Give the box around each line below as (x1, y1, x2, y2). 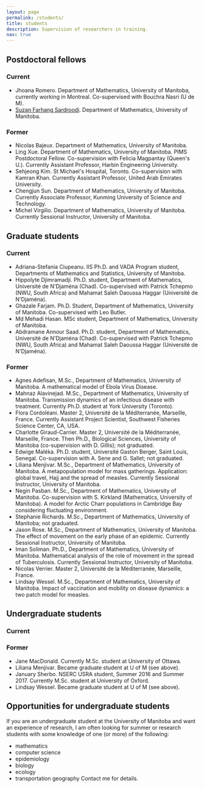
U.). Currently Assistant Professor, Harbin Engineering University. (15, 161, 179, 169)
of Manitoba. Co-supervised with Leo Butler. (15, 308, 127, 315)
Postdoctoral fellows (6, 54, 86, 65)
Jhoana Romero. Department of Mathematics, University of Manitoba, (15, 86, 190, 94)
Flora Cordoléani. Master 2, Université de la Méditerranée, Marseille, (15, 409, 187, 416)
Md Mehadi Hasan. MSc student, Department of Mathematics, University (15, 315, 198, 322)
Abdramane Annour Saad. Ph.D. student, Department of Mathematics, (15, 328, 191, 335)
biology (15, 762, 35, 769)
